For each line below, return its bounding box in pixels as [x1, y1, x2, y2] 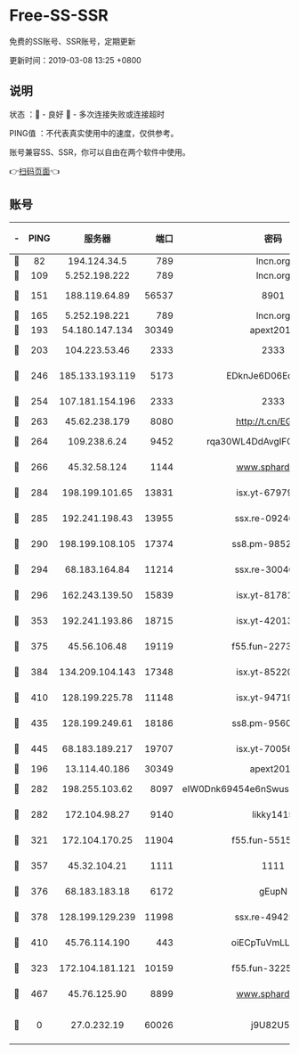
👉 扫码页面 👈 [9, 166, 61, 176]
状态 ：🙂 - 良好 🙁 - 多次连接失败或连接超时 [9, 109, 165, 119]
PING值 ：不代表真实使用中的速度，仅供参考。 [9, 127, 179, 138]
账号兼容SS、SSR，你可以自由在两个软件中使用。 [9, 146, 190, 157]
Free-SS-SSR [9, 5, 109, 26]
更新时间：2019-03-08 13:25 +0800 [9, 54, 142, 65]
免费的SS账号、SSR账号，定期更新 [9, 36, 136, 46]
